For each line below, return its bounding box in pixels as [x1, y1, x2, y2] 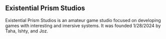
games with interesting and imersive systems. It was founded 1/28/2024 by [5, 22, 161, 28]
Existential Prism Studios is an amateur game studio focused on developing [5, 17, 161, 23]
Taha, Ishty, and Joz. [5, 27, 49, 34]
